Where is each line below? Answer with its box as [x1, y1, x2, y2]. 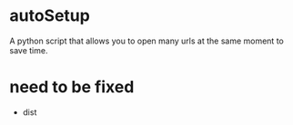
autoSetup [9, 5, 91, 26]
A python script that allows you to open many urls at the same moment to [9, 35, 284, 46]
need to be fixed [9, 77, 135, 98]
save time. [9, 44, 48, 55]
